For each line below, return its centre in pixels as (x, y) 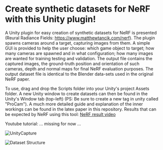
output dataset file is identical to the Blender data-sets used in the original (79, 74)
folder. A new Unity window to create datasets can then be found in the (76, 94)
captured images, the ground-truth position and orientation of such (72, 64)
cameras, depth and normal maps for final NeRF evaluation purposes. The (79, 68)
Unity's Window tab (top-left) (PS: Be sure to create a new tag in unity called (82, 99)
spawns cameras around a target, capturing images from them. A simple (78, 43)
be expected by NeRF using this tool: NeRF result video (60, 114)
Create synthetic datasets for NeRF (78, 9)
